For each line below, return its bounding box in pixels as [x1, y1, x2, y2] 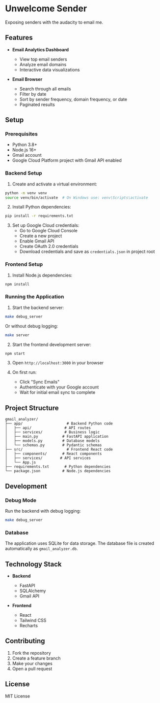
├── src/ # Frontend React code [5, 447, 113, 452]
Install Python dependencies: [12, 204, 71, 210]
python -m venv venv [5, 190, 48, 195]
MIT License [5, 693, 30, 699]
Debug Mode [5, 496, 37, 503]
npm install [5, 281, 29, 286]
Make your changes [12, 660, 53, 666]
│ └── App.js [5, 460, 36, 465]
